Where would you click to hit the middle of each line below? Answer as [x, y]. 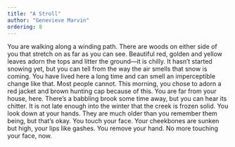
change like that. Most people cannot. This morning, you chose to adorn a [114, 84]
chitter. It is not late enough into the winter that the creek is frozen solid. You [118, 106]
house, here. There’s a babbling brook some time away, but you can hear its [117, 99]
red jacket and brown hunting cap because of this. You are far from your [112, 91]
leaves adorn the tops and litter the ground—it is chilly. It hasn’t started [110, 62]
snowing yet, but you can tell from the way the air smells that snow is [107, 69]
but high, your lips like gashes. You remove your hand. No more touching [113, 128]
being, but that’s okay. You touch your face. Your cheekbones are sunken [113, 121]
